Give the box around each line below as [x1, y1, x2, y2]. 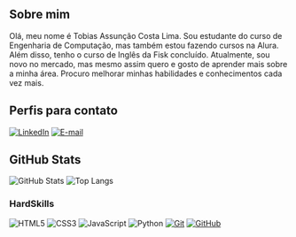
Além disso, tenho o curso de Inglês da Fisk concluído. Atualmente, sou [9, 49, 270, 60]
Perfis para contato [9, 103, 118, 119]
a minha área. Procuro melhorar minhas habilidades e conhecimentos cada [9, 68, 283, 79]
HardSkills [9, 198, 55, 210]
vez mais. [9, 77, 44, 88]
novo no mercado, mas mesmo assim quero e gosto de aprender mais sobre [9, 58, 288, 69]
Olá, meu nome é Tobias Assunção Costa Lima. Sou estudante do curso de [9, 30, 283, 41]
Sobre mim [9, 7, 71, 22]
